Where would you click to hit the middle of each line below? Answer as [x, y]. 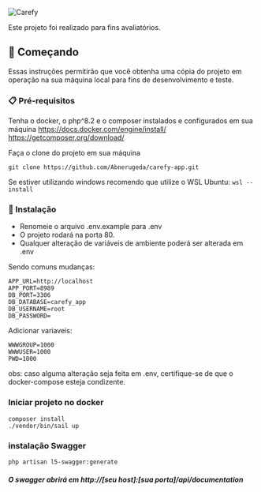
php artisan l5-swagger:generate [63, 462]
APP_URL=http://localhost [50, 282]
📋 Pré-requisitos [41, 100]
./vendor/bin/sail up [44, 426]
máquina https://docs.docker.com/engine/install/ [88, 130]
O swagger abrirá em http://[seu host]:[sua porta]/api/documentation [126, 479]
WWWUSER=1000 [30, 352]
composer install [37, 419]
